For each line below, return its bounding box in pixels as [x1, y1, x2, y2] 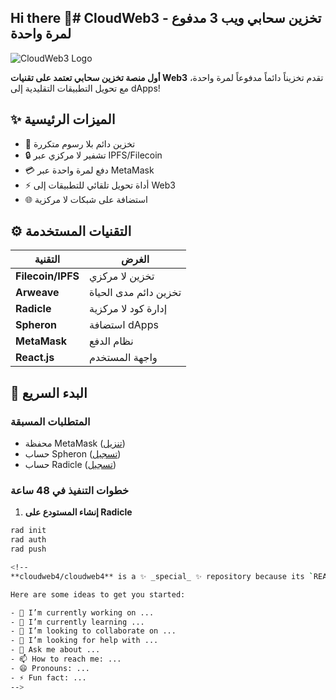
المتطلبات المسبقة [10, 414, 91, 428]
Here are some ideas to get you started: [10, 589, 186, 600]
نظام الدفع [89, 334, 134, 348]
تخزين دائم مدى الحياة [89, 286, 182, 300]
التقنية [34, 252, 61, 266]
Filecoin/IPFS [15, 269, 80, 283]
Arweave [15, 286, 60, 300]
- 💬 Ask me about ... [10, 645, 101, 655]
